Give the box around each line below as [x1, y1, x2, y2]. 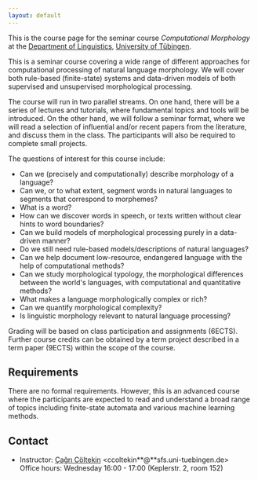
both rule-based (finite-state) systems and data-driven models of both [8, 73, 236, 82]
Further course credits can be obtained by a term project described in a [8, 335, 239, 344]
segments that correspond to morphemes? [19, 194, 158, 203]
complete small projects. [8, 138, 88, 148]
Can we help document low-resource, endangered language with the [19, 252, 243, 262]
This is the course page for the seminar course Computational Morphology [8, 33, 251, 42]
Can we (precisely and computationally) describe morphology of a [19, 169, 234, 178]
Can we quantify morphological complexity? [19, 302, 162, 312]
